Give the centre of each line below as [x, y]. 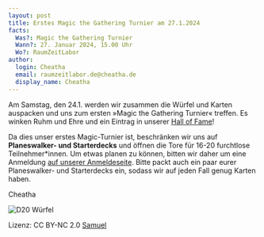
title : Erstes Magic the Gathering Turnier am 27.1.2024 [104, 23]
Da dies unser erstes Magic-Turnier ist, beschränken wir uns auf [113, 136]
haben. [20, 178]
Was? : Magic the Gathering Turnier [74, 38]
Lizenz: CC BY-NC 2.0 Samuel [57, 225]
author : [21, 60]
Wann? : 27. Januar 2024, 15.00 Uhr [74, 45]
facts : [19, 30]
